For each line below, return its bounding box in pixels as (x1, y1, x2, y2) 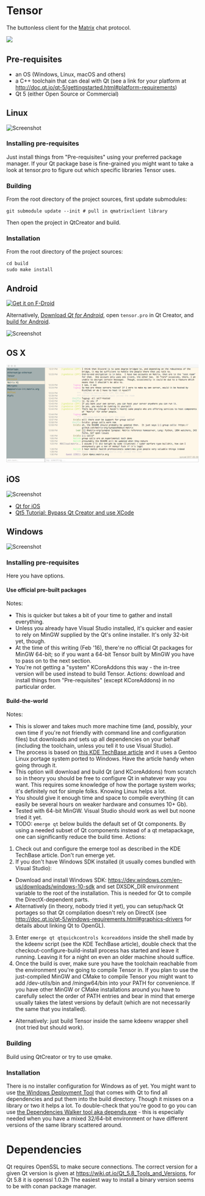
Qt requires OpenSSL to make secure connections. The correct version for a (6, 1163, 198, 1170)
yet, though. (15, 637, 46, 645)
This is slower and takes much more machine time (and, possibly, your (15, 723, 192, 730)
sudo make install (6, 267, 53, 273)
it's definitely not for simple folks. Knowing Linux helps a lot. (15, 788, 167, 795)
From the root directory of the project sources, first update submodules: (6, 195, 187, 203)
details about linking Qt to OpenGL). (15, 922, 106, 930)
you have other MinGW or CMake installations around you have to (15, 986, 181, 993)
